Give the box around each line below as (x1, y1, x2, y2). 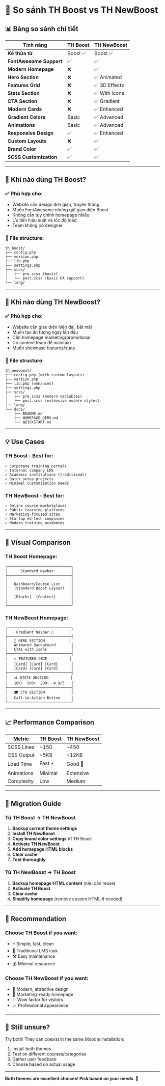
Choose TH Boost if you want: (5, 929, 78, 936)
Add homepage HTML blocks (12, 846, 73, 852)
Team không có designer (12, 222, 63, 228)
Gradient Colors (7, 114, 46, 120)
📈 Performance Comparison (5, 718, 94, 726)
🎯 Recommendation (5, 915, 66, 923)
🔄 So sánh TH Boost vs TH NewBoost (5, 4, 158, 16)
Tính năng (23, 42, 48, 48)
